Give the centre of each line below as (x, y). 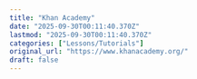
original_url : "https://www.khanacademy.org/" (99, 52)
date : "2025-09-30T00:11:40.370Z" (75, 26)
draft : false (34, 60)
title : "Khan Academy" (52, 18)
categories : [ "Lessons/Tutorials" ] (77, 43)
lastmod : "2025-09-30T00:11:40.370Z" (81, 35)
